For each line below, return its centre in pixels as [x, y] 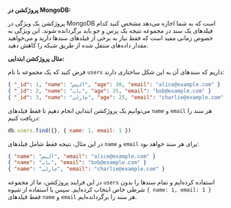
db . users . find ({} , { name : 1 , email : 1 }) [69, 130]
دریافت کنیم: [24, 118]
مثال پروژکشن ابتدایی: [36, 59]
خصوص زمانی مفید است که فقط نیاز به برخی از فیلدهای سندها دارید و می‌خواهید [111, 38]
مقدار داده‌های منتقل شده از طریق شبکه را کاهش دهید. [78, 45]
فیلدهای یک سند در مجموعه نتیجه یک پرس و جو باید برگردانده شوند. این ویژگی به [110, 31]
